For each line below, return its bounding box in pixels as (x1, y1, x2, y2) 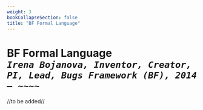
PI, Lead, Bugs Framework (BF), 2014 (7, 70, 198, 81)
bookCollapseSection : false (7, 15, 78, 21)
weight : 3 (7, 8, 32, 15)
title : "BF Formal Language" (7, 20, 81, 26)
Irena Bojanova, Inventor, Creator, (7, 59, 192, 70)
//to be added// (7, 98, 45, 105)
